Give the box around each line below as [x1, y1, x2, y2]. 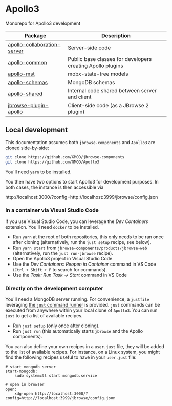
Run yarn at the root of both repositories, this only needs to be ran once [12, 234, 164, 240]
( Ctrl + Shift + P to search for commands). [12, 266, 107, 272]
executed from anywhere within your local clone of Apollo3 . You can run [5, 307, 158, 313]
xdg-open [14, 391, 33, 396]
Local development [5, 126, 68, 134]
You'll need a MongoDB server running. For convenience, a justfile [5, 296, 149, 302]
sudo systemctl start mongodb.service [14, 373, 97, 378]
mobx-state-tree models [68, 70, 128, 77]
